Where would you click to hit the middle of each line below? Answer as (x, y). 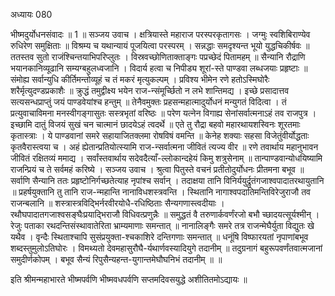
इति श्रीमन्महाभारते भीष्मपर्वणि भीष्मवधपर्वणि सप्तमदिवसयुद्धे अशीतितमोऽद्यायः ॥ (129, 279)
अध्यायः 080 (31, 14)
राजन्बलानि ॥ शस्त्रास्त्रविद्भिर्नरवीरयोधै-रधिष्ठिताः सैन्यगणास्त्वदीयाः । (117, 203)
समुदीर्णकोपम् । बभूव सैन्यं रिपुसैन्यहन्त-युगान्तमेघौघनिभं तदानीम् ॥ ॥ (116, 259)
